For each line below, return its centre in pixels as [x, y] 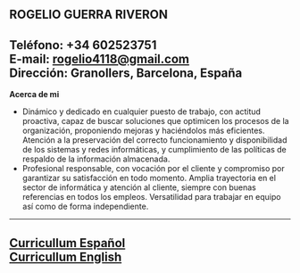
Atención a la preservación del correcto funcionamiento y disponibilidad [154, 140]
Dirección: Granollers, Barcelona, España [126, 73]
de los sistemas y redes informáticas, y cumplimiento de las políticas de [154, 150]
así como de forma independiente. [85, 207]
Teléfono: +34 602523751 [83, 45]
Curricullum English [66, 256]
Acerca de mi [34, 95]
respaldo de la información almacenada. [96, 159]
